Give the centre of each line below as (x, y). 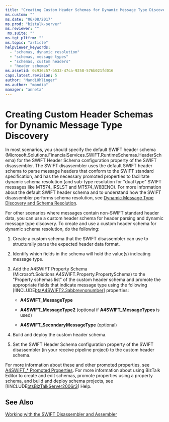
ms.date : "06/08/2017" (29, 19)
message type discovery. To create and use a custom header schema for (81, 224)
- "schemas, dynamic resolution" (45, 52)
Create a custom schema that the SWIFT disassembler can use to (80, 239)
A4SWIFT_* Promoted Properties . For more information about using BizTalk (83, 370)
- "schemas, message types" (39, 57)
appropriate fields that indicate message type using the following (80, 285)
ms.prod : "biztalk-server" (33, 24)
